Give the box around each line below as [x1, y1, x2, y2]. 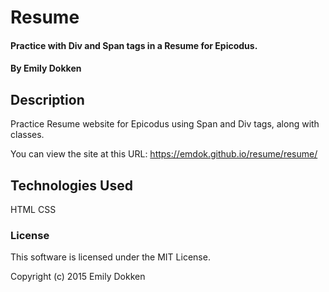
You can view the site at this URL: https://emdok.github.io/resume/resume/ [10, 148, 318, 160]
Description [10, 91, 85, 108]
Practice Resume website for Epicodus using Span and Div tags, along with [10, 118, 320, 130]
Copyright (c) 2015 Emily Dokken [10, 271, 146, 283]
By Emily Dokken [10, 62, 82, 75]
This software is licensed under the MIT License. [10, 251, 211, 263]
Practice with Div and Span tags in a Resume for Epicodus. [10, 39, 258, 51]
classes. [10, 129, 45, 141]
